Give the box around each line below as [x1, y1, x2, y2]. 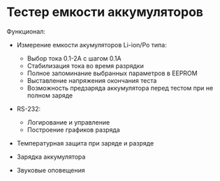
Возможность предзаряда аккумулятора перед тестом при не [27, 84, 214, 92]
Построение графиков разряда [27, 125, 120, 134]
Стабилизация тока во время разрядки [27, 61, 144, 70]
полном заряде [27, 91, 73, 100]
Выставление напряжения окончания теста [27, 76, 157, 84]
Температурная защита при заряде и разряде [16, 139, 154, 147]
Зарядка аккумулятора [16, 152, 86, 161]
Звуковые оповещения [16, 166, 85, 174]
